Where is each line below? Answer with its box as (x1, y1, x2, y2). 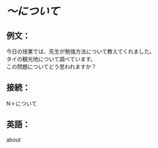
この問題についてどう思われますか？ (6, 63, 97, 70)
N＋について (6, 100, 38, 107)
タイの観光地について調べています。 (6, 55, 96, 63)
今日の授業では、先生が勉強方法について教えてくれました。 (6, 48, 155, 55)
